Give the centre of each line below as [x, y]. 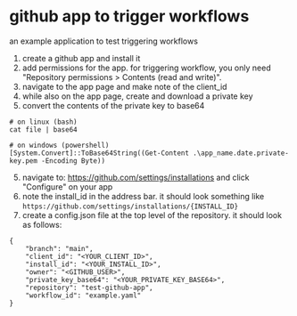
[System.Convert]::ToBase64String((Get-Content [99, 153]
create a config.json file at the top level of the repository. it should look [152, 215]
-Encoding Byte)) [73, 161]
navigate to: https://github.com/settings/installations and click [136, 177]
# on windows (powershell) [59, 145]
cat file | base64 [43, 130]
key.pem [24, 161]
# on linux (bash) [43, 122]
